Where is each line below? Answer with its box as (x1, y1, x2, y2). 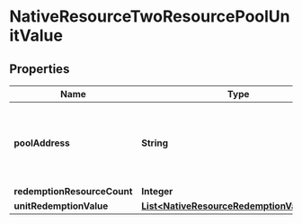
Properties (9, 61, 70, 76)
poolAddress (13, 137, 70, 149)
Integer (141, 185, 173, 197)
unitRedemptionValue (13, 200, 109, 212)
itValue (9, 25, 63, 46)
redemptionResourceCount (13, 185, 133, 197)
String (141, 137, 169, 149)
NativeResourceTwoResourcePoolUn (9, 6, 290, 27)
